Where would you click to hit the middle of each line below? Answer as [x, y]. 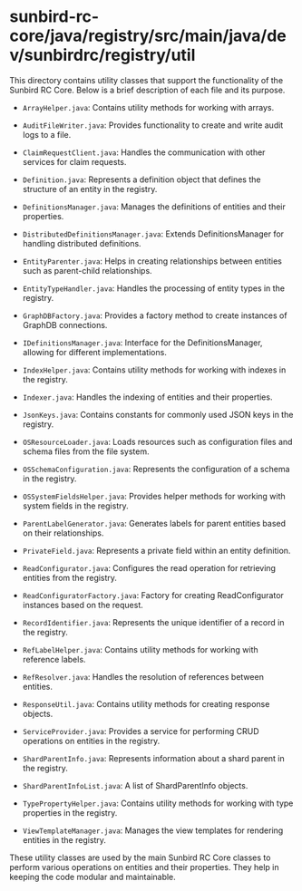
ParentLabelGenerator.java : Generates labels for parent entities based [154, 523]
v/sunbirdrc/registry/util [102, 55]
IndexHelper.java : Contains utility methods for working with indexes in [154, 370]
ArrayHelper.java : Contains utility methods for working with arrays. [148, 107]
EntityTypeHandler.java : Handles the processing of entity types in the [154, 288]
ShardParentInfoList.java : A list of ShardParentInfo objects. [135, 785]
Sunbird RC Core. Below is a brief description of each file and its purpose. [147, 90]
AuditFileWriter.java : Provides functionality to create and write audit [153, 125]
